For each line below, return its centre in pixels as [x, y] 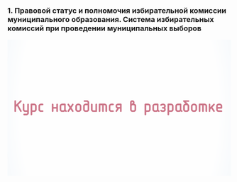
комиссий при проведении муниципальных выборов [105, 28]
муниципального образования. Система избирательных [111, 19]
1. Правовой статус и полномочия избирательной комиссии [117, 11]
